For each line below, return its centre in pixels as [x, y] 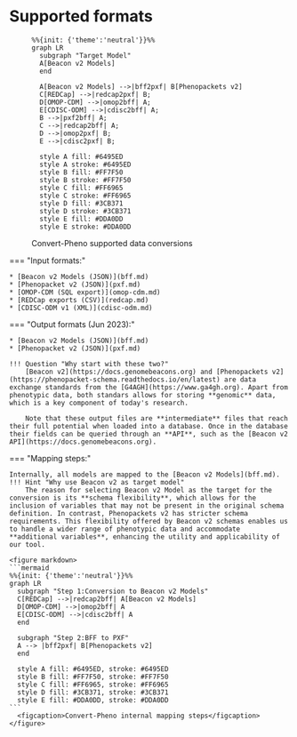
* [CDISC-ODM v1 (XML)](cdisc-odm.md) [81, 308]
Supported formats [81, 16]
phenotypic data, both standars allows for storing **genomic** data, [143, 395]
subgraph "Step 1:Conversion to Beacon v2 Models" [113, 591]
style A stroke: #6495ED [85, 164]
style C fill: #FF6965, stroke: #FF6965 [93, 685]
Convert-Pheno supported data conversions [112, 243]
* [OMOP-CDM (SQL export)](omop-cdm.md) [85, 292]
